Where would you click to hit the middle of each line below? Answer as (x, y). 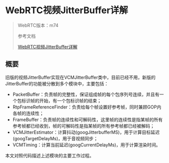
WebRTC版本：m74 (38, 25)
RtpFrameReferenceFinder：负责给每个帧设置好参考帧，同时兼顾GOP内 (87, 107)
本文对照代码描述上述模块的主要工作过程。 (50, 155)
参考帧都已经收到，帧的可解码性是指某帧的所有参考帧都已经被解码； (83, 126)
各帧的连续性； (28, 113)
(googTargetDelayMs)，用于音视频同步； (55, 138)
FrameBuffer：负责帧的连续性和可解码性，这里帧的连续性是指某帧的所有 (88, 120)
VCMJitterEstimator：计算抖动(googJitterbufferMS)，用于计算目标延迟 (86, 132)
